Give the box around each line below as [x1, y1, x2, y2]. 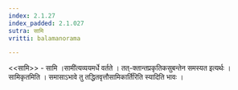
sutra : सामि [8, 27, 44, 35]
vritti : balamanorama [8, 34, 81, 43]
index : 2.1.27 [8, 11, 56, 20]
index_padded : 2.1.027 [8, 19, 84, 27]
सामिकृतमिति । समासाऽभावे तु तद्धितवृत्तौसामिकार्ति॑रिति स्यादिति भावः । [8, 72, 184, 82]
